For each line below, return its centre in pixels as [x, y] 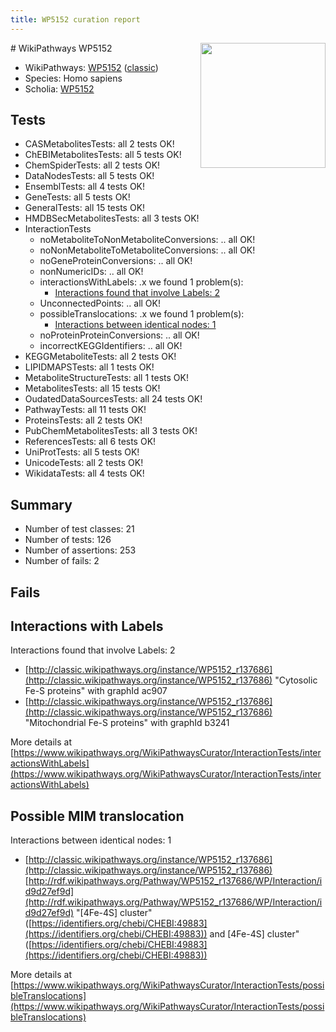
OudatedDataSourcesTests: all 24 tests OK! [113, 399]
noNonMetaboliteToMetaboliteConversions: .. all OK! [147, 250]
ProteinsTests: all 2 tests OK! [83, 420]
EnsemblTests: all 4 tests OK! [85, 187]
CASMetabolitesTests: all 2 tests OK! [99, 144]
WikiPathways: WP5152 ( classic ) [91, 67]
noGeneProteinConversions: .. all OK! [116, 261]
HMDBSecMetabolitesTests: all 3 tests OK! [112, 218]
